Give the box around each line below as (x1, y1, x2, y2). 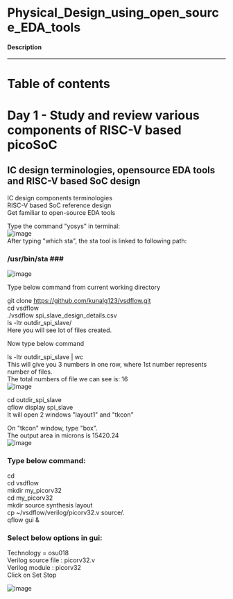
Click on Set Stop (7, 571, 57, 580)
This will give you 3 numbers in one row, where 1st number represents (7, 360, 207, 368)
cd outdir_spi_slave (7, 395, 62, 403)
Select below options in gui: (7, 533, 103, 543)
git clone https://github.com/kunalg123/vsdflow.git (7, 296, 151, 304)
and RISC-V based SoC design (7, 175, 141, 187)
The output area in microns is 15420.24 (7, 431, 119, 440)
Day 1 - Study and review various (7, 107, 200, 123)
